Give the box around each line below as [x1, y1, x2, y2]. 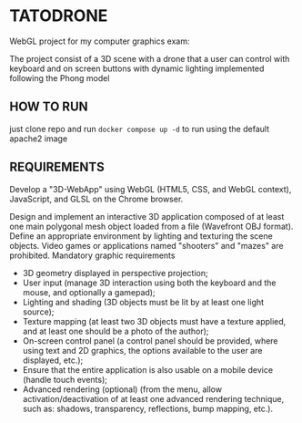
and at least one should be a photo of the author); [22, 325, 209, 336]
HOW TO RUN [9, 99, 88, 115]
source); [22, 306, 55, 317]
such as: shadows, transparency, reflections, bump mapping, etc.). [22, 403, 274, 414]
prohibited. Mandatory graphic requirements [9, 250, 176, 261]
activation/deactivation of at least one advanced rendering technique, [22, 393, 285, 404]
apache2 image [9, 133, 68, 144]
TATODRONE [9, 5, 108, 26]
